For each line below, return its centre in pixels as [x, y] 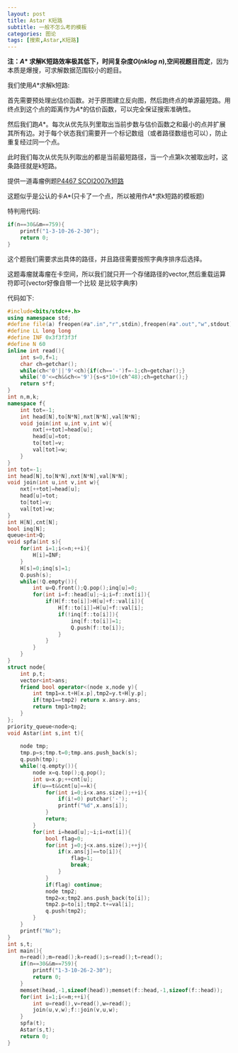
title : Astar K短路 [35, 21]
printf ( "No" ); [41, 931]
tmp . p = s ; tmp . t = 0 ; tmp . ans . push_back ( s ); [79, 753]
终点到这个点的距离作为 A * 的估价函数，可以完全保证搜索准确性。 [101, 109]
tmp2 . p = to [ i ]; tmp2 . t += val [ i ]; [90, 905]
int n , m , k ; [23, 397]
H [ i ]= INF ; [47, 555]
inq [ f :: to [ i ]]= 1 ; [96, 621]
